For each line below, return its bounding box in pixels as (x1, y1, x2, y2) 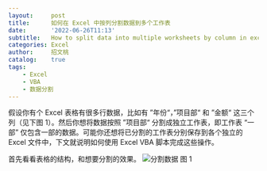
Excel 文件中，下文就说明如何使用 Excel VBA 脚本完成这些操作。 (8, 138, 219, 147)
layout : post (8, 11, 66, 20)
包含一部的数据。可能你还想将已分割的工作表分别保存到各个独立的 (27, 127, 244, 137)
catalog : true (8, 56, 66, 64)
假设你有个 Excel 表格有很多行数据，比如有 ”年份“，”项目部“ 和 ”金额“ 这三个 (8, 108, 254, 117)
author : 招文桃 (8, 48, 69, 56)
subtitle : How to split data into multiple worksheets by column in (8, 33, 247, 42)
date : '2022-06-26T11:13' (8, 26, 115, 34)
